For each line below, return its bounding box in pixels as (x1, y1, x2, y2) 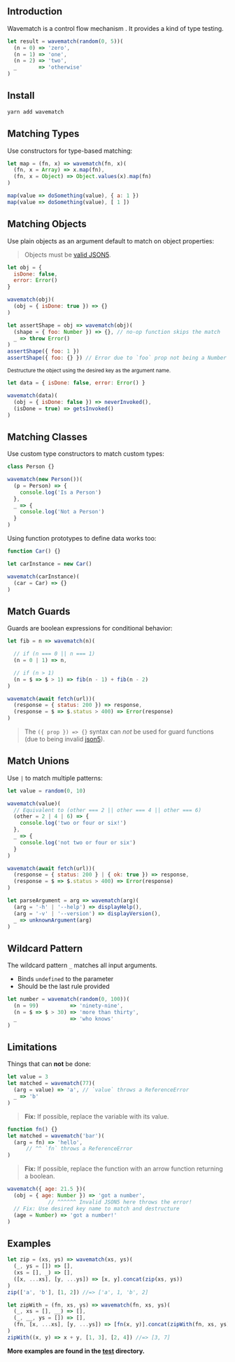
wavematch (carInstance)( (7, 573, 80, 580)
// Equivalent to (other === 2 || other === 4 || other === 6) (13, 807, 201, 814)
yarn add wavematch (7, 108, 64, 115)
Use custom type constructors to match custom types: (7, 450, 164, 458)
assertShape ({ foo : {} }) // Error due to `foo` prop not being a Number (7, 354, 227, 362)
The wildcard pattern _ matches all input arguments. (7, 961, 157, 970)
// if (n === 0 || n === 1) (13, 650, 96, 658)
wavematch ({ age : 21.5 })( (7, 1185, 86, 1193)
